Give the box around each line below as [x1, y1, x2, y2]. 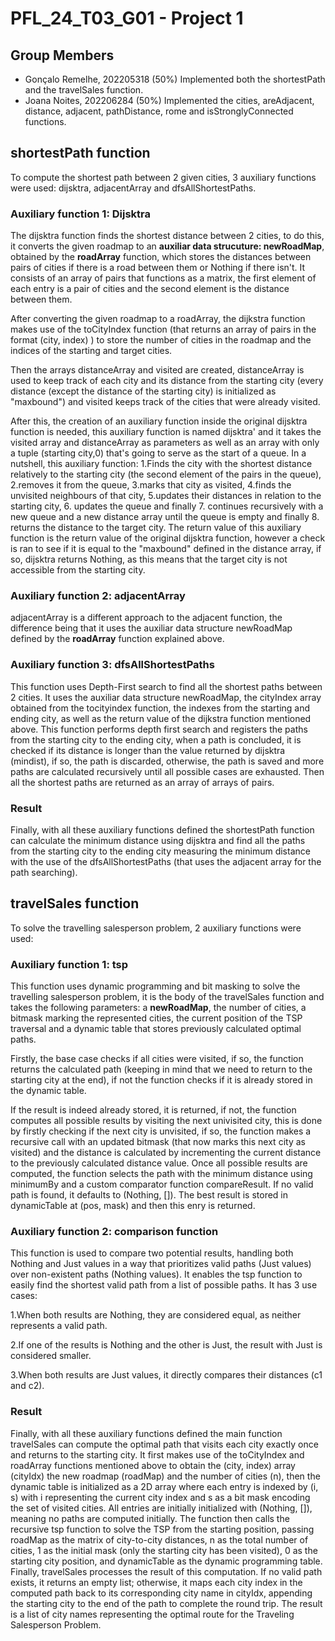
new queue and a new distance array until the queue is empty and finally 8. [10, 511, 320, 523]
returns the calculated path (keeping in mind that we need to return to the [10, 1063, 313, 1076]
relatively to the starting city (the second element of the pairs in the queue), [10, 468, 322, 481]
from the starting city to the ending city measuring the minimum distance [10, 845, 311, 857]
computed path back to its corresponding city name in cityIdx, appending [10, 1587, 313, 1599]
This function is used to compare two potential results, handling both [10, 1247, 294, 1259]
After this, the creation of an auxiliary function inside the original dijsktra [10, 415, 308, 427]
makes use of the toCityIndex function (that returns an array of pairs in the [10, 323, 317, 336]
